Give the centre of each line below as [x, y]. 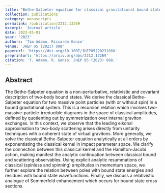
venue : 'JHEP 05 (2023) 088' [35, 46]
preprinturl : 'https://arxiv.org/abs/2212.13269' [57, 55]
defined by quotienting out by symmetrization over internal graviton [73, 118]
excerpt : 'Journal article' [34, 28]
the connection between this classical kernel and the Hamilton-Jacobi [76, 149]
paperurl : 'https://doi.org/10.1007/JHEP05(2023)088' [61, 51]
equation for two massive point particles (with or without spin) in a [90, 102]
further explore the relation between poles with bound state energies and [79, 170]
